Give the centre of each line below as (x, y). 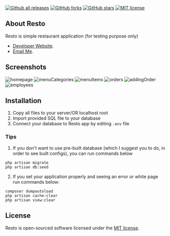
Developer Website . (33, 46)
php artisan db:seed (27, 167)
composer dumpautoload (29, 191)
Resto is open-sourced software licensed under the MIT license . (72, 228)
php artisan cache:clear (31, 195)
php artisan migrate (27, 162)
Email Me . (23, 51)
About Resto (25, 24)
